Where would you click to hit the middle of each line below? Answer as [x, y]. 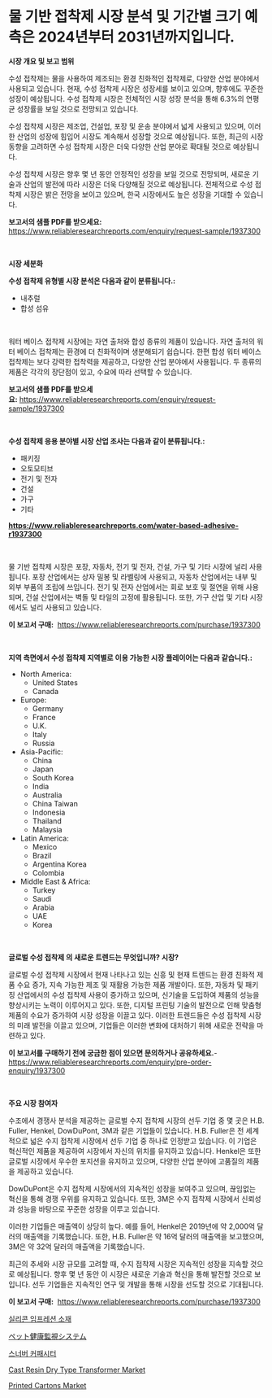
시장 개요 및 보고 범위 [41, 61]
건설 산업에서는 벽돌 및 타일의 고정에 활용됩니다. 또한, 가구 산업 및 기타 [137, 597]
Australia [47, 795]
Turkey [44, 890]
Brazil [42, 855]
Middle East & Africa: [55, 881]
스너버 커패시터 [32, 1353]
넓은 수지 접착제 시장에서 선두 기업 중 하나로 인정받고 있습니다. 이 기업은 [143, 1141]
